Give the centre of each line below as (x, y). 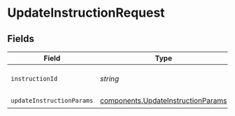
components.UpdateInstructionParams (164, 101)
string (110, 79)
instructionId (34, 79)
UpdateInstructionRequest (86, 13)
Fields (21, 39)
